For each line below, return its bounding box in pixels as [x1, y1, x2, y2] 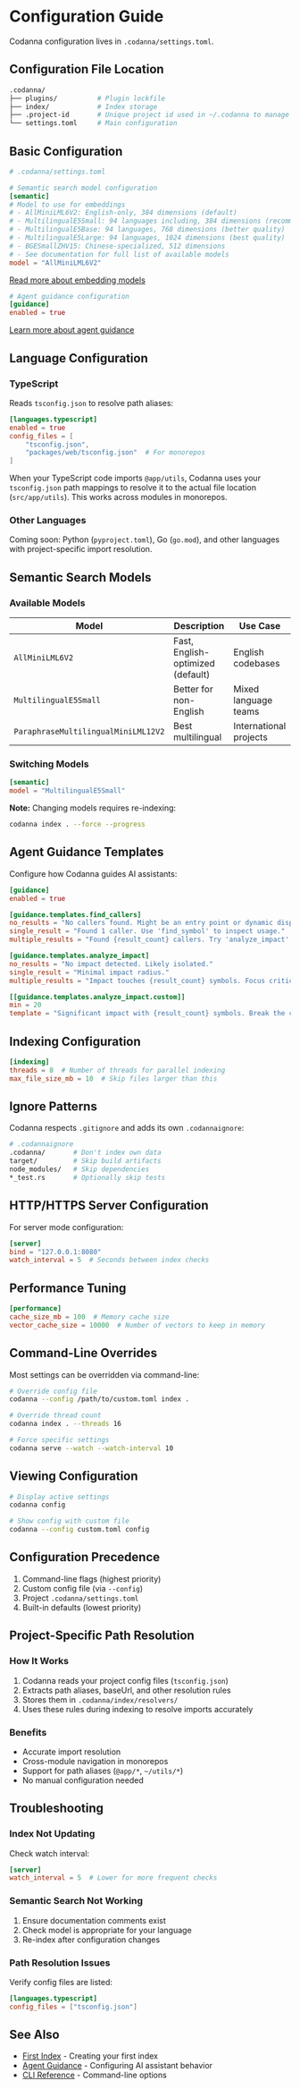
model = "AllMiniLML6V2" [9, 258, 102, 267]
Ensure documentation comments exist [21, 1915, 167, 1925]
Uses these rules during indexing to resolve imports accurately [21, 1703, 254, 1714]
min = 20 [9, 1000, 42, 1010]
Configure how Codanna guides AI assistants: [9, 868, 178, 879]
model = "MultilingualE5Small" [9, 786, 126, 795]
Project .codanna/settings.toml [21, 1592, 139, 1603]
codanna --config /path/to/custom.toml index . [9, 1395, 190, 1404]
